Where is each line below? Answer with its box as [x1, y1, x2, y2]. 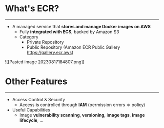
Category [19, 34, 39, 39]
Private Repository [26, 39, 64, 45]
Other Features [5, 76, 67, 87]
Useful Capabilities [12, 107, 50, 112]
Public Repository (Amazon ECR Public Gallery [26, 44, 121, 50]
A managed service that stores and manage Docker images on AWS [12, 23, 151, 29]
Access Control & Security [12, 96, 65, 102]
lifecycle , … [19, 117, 44, 123]
